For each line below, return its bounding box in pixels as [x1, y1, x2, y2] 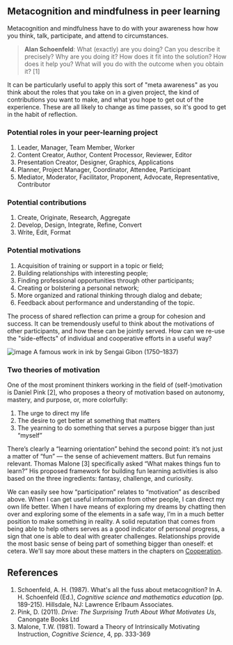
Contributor [17, 180, 51, 189]
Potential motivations [7, 246, 81, 255]
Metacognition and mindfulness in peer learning [7, 6, 220, 17]
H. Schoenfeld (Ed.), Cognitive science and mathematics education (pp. [17, 593, 224, 601]
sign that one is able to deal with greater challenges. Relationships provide [7, 532, 220, 540]
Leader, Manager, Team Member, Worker [17, 143, 135, 152]
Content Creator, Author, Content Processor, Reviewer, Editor [17, 151, 193, 159]
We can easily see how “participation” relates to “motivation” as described [7, 488, 220, 496]
